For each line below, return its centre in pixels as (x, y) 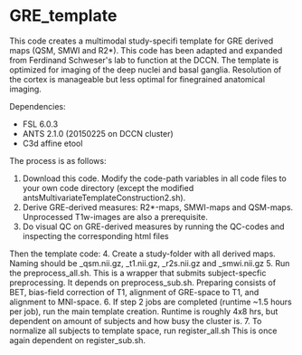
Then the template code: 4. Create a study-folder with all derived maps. (142, 254)
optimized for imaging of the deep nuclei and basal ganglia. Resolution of (146, 70)
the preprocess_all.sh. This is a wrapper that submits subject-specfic (138, 273)
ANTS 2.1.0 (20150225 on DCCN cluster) (98, 133)
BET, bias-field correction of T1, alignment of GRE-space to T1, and (134, 292)
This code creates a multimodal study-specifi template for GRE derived (142, 41)
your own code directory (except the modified (108, 187)
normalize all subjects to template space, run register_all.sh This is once (143, 331)
